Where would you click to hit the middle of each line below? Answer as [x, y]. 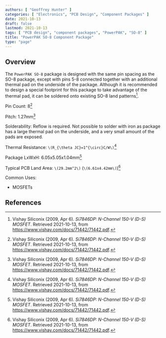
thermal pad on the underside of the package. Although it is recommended [81, 84]
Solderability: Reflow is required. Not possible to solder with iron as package [83, 126]
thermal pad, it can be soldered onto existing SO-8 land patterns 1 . [72, 96]
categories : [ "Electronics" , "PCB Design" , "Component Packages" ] [77, 14]
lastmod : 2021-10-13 [26, 28]
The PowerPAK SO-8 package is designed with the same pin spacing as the [80, 74]
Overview [21, 62]
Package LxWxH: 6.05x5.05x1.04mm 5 [44, 157]
